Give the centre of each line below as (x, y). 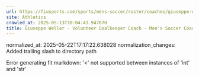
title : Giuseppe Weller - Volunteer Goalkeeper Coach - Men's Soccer (94, 28)
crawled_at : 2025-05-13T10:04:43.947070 (57, 23)
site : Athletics (26, 17)
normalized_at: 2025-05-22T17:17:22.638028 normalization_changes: (91, 45)
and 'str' (16, 69)
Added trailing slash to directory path (51, 52)
